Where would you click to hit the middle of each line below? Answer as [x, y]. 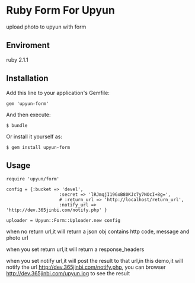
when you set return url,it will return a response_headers [75, 249]
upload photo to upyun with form [46, 27]
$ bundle [17, 125]
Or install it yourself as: [34, 136]
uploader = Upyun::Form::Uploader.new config [63, 221]
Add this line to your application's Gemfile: [58, 93]
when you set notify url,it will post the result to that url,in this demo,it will [95, 261]
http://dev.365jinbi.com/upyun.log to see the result [68, 274]
